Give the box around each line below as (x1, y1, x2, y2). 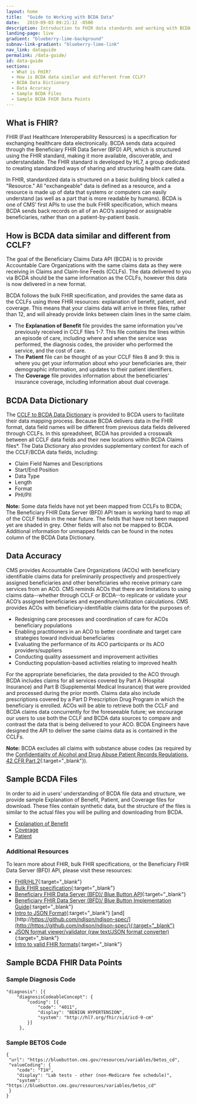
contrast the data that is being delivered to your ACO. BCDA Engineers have (6, 720, 189, 727)
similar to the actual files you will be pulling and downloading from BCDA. (6, 809, 183, 816)
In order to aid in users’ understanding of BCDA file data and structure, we (6, 790, 186, 797)
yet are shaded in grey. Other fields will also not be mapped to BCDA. (6, 521, 174, 528)
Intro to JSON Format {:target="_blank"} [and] (14, 909, 125, 916)
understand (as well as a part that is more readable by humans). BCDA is (6, 195, 182, 202)
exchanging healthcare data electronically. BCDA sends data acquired (6, 139, 175, 147)
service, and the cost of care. (14, 347, 86, 354)
